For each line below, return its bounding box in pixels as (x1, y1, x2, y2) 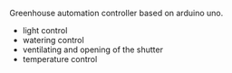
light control (22, 25, 68, 35)
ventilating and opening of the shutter (22, 44, 163, 55)
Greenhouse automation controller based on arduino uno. (9, 8, 224, 18)
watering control (22, 35, 84, 45)
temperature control (22, 54, 98, 64)
